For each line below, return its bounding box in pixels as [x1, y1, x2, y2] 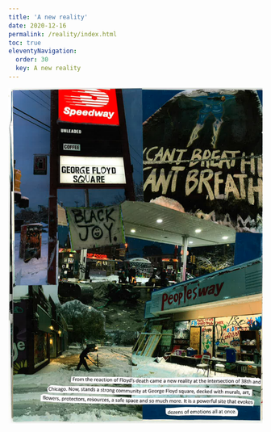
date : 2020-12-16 [8, 21, 67, 30]
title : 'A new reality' [8, 13, 89, 21]
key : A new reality [15, 65, 81, 73]
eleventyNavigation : [8, 47, 78, 56]
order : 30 [15, 56, 48, 64]
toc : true [8, 39, 42, 47]
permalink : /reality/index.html [8, 30, 117, 38]
